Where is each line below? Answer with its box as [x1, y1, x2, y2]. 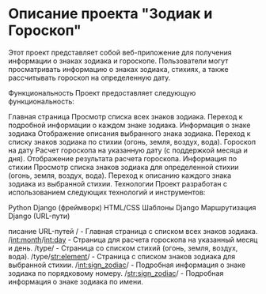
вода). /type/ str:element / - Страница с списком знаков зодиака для [8, 251, 236, 261]
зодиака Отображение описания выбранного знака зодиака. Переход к [8, 128, 251, 138]
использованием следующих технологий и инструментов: [8, 187, 206, 197]
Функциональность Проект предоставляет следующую [8, 88, 196, 97]
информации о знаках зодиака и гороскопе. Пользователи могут [8, 56, 229, 66]
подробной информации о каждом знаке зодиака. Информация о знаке [8, 120, 251, 130]
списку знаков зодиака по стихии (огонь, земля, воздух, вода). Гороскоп [8, 137, 256, 146]
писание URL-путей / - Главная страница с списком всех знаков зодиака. [8, 226, 258, 236]
